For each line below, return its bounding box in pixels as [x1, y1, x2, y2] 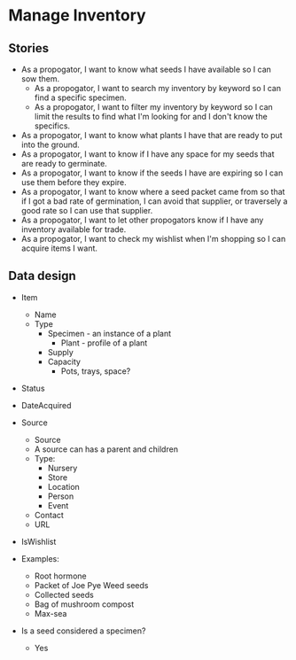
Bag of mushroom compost [34, 599, 135, 610]
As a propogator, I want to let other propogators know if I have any [20, 214, 264, 225]
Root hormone [34, 571, 87, 581]
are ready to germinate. [20, 159, 107, 168]
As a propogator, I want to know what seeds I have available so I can [20, 64, 272, 74]
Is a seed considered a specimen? [20, 625, 146, 636]
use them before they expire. [20, 177, 128, 187]
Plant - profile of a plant [60, 338, 148, 348]
